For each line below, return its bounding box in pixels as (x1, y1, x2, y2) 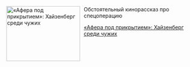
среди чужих (84, 30, 117, 37)
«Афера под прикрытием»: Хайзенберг (84, 24, 184, 31)
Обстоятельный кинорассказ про (84, 6, 170, 13)
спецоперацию (84, 12, 123, 19)
